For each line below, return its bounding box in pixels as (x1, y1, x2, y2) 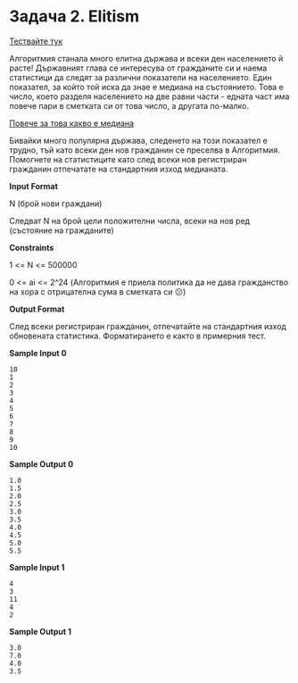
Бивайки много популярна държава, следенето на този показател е (9, 135, 268, 146)
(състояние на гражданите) (9, 225, 114, 236)
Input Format (9, 180, 58, 191)
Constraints (9, 242, 54, 253)
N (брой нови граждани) (9, 198, 103, 209)
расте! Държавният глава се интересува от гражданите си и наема (9, 62, 268, 73)
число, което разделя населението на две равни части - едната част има (9, 91, 290, 102)
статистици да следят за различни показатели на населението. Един (9, 71, 272, 82)
